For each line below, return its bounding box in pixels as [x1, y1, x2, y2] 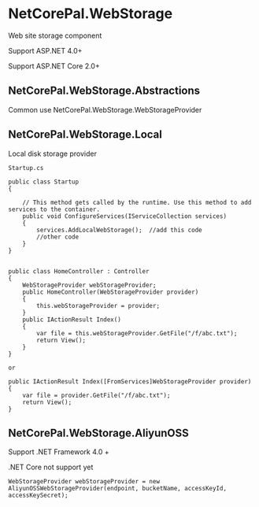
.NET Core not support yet [8, 462, 94, 472]
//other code [36, 233, 80, 241]
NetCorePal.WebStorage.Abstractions [8, 84, 201, 98]
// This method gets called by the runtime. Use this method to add [22, 198, 252, 206]
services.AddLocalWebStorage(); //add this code [36, 226, 202, 234]
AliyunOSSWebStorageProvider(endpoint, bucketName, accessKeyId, [8, 485, 227, 493]
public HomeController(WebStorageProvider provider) [22, 288, 199, 296]
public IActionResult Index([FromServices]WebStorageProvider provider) [8, 377, 252, 386]
